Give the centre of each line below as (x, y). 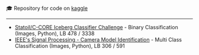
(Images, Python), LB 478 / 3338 (54, 33)
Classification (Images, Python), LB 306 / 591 (70, 46)
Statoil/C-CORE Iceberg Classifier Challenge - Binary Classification (97, 27)
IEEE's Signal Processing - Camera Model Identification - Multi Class (98, 39)
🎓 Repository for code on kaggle (47, 8)
